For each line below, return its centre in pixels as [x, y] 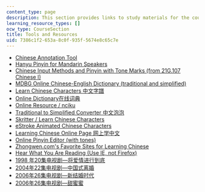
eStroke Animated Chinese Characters [63, 126]
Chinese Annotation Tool [46, 58]
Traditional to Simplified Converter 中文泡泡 [70, 112]
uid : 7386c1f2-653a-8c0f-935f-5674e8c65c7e [63, 40]
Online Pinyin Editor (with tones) [56, 140]
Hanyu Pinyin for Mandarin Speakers [61, 64]
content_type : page [31, 12]
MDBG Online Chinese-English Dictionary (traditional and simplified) [101, 84]
